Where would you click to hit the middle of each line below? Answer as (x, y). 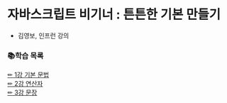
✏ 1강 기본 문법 (28, 75)
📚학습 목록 (26, 55)
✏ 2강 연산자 (25, 84)
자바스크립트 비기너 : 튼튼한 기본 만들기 (114, 15)
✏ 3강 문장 (22, 92)
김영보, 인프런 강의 (43, 36)
